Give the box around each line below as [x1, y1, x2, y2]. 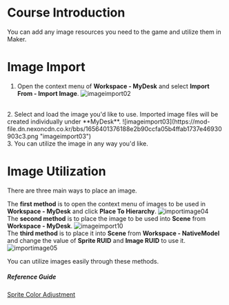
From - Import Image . [17, 89, 79, 97]
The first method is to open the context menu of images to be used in [7, 199, 206, 208]
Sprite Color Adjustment [7, 290, 76, 298]
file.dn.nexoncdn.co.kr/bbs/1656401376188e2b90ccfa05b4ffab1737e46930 [7, 124, 222, 132]
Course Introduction [7, 5, 126, 21]
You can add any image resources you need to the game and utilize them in [7, 28, 221, 36]
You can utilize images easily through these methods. [7, 257, 159, 265]
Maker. [7, 35, 27, 43]
